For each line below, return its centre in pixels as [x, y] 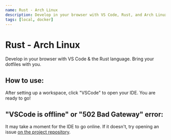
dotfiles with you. [23, 64]
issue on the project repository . [38, 132]
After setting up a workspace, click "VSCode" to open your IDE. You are [80, 93]
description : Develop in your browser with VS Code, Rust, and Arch [79, 15]
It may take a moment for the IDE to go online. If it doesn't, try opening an [82, 126]
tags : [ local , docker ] [29, 19]
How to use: [25, 80]
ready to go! [18, 98]
